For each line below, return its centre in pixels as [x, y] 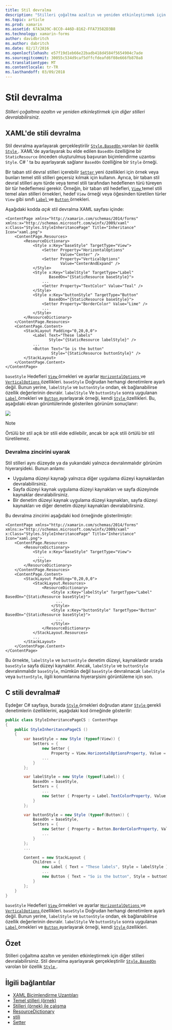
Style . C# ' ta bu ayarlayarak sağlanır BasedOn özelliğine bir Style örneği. [82, 162]
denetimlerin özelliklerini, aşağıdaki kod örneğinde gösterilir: [69, 710]
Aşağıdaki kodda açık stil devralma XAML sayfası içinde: [65, 209]
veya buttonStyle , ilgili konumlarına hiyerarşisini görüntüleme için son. [79, 677]
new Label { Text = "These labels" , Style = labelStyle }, [106, 867]
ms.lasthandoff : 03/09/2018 [35, 72]
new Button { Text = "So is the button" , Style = [96, 877]
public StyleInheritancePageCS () [51, 729]
